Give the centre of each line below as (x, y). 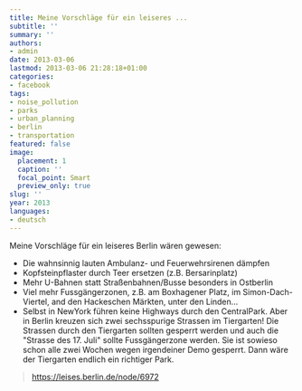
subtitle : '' (34, 26)
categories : (32, 77)
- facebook (30, 85)
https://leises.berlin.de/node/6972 (95, 377)
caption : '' (40, 169)
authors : (26, 43)
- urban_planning (42, 119)
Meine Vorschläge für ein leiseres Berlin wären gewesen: (115, 245)
